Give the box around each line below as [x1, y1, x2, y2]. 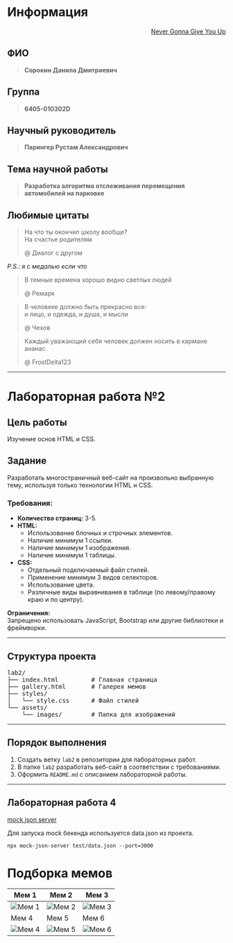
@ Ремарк [24, 290, 55, 297]
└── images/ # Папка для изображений [21, 711, 175, 718]
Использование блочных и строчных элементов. [27, 529, 173, 537]
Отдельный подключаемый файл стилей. [27, 566, 150, 574]
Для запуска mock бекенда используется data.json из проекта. [7, 829, 194, 837]
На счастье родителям [24, 235, 92, 244]
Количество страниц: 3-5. [17, 514, 97, 523]
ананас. [24, 344, 47, 352]
